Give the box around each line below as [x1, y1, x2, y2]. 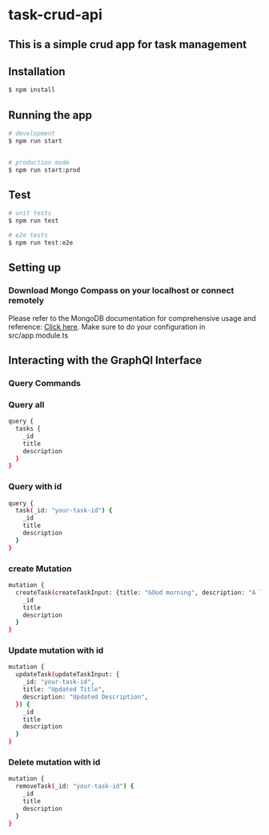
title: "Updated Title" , [22, 686, 106, 694]
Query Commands [8, 377, 82, 388]
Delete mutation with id [8, 756, 101, 768]
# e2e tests [8, 231, 48, 240]
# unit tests [8, 209, 52, 217]
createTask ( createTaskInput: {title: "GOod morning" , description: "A [15, 588, 256, 597]
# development [8, 130, 56, 138]
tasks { [15, 425, 42, 433]
